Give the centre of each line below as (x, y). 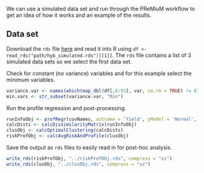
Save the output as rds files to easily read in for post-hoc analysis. (89, 148)
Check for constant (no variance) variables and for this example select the (99, 73)
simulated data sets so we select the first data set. (69, 61)
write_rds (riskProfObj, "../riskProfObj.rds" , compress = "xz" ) (89, 159)
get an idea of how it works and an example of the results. (79, 15)
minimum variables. (31, 80)
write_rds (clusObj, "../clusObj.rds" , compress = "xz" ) (78, 164)
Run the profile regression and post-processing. (66, 108)
